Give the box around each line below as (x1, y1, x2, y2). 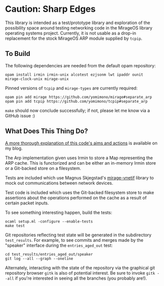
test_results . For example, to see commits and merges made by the (5, 237, 143, 243)
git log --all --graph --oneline (5, 256, 73, 261)
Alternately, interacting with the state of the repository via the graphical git (5, 264, 155, 271)
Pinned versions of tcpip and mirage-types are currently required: (5, 85, 138, 91)
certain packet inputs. (5, 200, 49, 206)
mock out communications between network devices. (5, 180, 114, 186)
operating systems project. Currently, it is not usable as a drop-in (5, 30, 136, 36)
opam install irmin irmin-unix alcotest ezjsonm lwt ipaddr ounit (5, 72, 143, 77)
